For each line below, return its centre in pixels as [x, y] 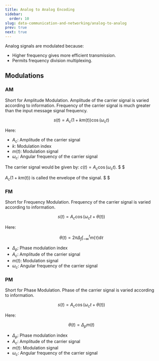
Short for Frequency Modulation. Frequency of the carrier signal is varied [78, 202]
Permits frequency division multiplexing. [52, 60]
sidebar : [14, 14]
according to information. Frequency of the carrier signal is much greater [78, 105]
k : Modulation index [32, 146]
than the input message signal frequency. [47, 110]
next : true [16, 32]
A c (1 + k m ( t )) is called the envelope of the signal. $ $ [58, 178]
